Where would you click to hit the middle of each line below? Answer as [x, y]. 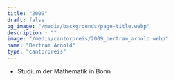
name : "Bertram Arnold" [42, 45]
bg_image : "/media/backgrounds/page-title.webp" [79, 26]
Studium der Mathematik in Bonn [64, 71]
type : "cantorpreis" [37, 52]
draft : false [26, 20]
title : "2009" [28, 13]
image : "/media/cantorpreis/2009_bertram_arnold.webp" [88, 39]
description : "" [32, 33]
